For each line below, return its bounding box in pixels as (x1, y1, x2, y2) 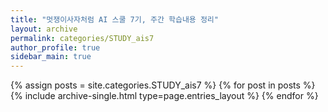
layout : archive (10, 24, 78, 34)
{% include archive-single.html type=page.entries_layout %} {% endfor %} (10, 90, 319, 102)
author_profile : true (10, 42, 101, 53)
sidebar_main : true (10, 52, 92, 62)
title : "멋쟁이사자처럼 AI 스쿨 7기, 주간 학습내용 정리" (10, 14, 219, 25)
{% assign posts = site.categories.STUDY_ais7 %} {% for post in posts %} (10, 79, 316, 91)
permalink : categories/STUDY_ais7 (10, 33, 155, 43)
